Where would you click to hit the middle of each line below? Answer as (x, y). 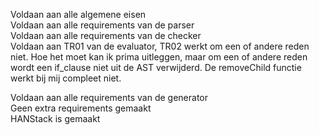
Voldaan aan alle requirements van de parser (102, 25)
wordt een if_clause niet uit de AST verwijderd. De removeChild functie (156, 67)
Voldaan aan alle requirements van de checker (106, 35)
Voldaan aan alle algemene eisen (78, 14)
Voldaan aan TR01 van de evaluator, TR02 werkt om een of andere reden (160, 46)
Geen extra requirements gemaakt (81, 108)
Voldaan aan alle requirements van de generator (109, 97)
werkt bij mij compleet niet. (66, 78)
